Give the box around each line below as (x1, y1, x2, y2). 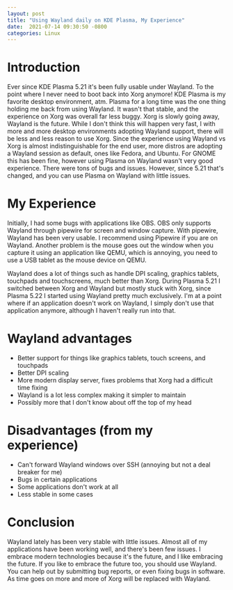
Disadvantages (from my (7, 423, 153, 439)
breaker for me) (17, 468, 63, 476)
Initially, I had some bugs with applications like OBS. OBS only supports (7, 219, 211, 227)
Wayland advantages (7, 331, 132, 347)
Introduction (7, 60, 81, 75)
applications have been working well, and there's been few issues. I (7, 545, 201, 553)
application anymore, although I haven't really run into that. (7, 306, 176, 315)
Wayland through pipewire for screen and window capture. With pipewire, (7, 226, 218, 235)
